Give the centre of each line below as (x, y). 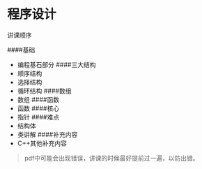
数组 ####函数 (38, 99)
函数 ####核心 (38, 108)
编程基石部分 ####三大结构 (56, 64)
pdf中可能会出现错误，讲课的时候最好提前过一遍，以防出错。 (112, 158)
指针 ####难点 (38, 117)
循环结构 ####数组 (44, 91)
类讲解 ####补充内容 (47, 134)
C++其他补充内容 (42, 143)
